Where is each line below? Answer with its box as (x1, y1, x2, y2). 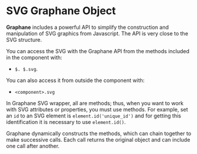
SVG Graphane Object (6, 4, 117, 18)
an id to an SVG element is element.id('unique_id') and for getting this (6, 112, 182, 119)
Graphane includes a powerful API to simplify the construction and (6, 24, 169, 31)
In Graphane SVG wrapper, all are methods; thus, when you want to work (6, 99, 184, 107)
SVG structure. (6, 36, 43, 43)
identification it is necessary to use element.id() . (6, 118, 126, 125)
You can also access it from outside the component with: (6, 77, 145, 84)
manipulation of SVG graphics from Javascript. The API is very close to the (6, 30, 188, 37)
